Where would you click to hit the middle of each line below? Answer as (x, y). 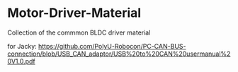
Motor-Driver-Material (74, 13)
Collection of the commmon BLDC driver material (79, 32)
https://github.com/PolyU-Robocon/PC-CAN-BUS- (112, 46)
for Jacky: (22, 46)
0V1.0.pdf (21, 61)
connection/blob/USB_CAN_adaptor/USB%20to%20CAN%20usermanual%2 (119, 54)
